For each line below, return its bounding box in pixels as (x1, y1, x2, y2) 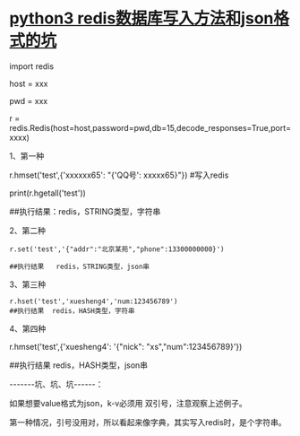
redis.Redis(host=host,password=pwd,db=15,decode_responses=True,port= (9, 122, 292, 133)
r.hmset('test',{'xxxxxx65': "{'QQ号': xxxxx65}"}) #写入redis (9, 170, 229, 180)
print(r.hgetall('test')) (9, 187, 87, 198)
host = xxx (9, 78, 48, 89)
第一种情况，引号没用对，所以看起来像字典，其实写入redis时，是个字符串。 (9, 416, 287, 427)
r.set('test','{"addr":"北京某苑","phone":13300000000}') (9, 244, 226, 254)
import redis (9, 60, 55, 72)
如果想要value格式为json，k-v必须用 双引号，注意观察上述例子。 (9, 397, 248, 408)
